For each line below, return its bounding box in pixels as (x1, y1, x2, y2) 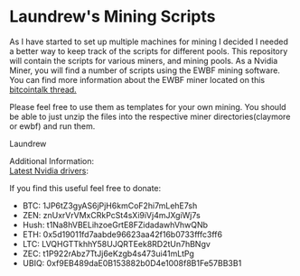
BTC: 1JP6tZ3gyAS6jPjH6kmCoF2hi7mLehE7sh (22, 200, 198, 211)
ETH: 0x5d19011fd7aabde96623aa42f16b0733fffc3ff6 (22, 228, 223, 240)
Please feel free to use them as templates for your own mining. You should (9, 101, 286, 112)
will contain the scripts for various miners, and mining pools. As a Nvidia (9, 55, 278, 66)
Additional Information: (9, 155, 95, 166)
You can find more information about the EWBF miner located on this (9, 74, 265, 85)
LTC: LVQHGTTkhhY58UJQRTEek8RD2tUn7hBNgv (22, 238, 211, 249)
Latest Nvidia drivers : (9, 165, 89, 176)
